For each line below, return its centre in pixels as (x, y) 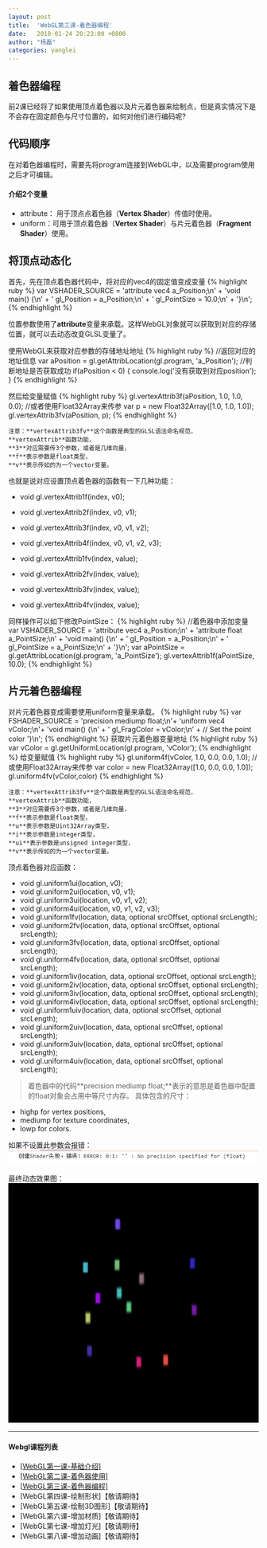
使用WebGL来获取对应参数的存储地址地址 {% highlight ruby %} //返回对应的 (132, 351)
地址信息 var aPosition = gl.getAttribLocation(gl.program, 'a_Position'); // (127, 361)
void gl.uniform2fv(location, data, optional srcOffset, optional (120, 925)
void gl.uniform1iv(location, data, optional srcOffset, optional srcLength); (138, 976)
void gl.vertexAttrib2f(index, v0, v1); (78, 512)
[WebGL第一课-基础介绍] (60, 1466)
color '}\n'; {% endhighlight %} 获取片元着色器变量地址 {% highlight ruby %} (133, 739)
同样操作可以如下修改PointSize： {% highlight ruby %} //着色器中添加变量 (128, 621)
